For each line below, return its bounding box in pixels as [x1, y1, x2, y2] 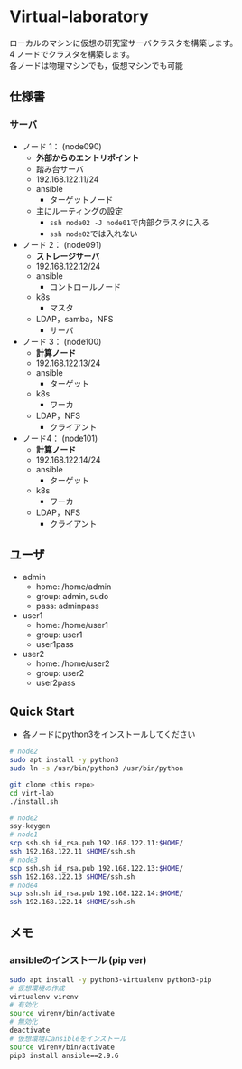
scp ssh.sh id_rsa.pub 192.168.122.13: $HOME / [9, 864, 183, 873]
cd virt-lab [9, 788, 54, 797]
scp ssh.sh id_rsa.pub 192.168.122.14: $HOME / [9, 889, 183, 898]
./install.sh [9, 797, 59, 807]
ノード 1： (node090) [22, 140, 102, 151]
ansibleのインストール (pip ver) [9, 954, 147, 967]
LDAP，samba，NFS [35, 313, 114, 324]
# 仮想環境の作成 [9, 984, 65, 993]
